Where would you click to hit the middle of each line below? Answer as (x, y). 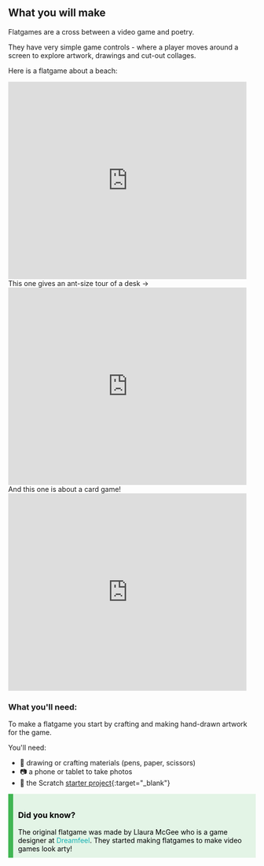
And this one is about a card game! (65, 489)
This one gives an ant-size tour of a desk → (79, 283)
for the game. (30, 732)
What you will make (57, 13)
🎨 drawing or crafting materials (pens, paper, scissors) (108, 763)
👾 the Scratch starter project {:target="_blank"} (95, 783)
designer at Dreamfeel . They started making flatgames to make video (130, 841)
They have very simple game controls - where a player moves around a (123, 47)
